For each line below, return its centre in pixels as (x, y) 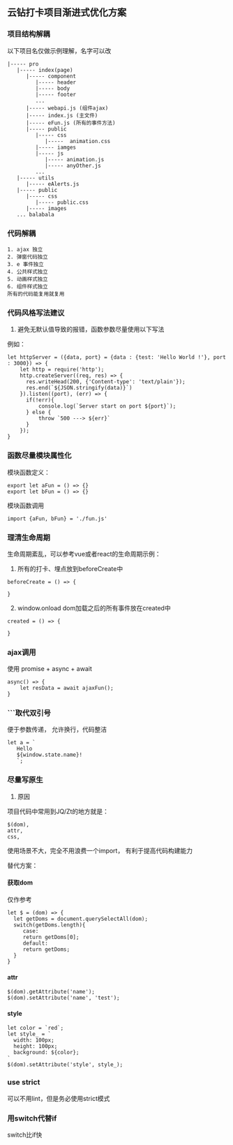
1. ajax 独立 (25, 249)
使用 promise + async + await (50, 669)
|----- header (56, 82)
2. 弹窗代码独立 (28, 257)
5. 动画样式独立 (28, 279)
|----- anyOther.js (73, 165)
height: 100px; (36, 1047)
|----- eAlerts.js (52, 184)
